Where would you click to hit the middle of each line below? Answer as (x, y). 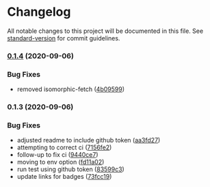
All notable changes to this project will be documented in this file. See (105, 31)
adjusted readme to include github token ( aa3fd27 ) (89, 140)
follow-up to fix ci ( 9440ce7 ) (57, 155)
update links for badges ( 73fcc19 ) (64, 177)
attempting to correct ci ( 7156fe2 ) (64, 147)
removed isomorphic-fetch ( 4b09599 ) (71, 89)
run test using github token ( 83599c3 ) (70, 169)
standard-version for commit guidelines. (64, 38)
